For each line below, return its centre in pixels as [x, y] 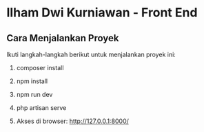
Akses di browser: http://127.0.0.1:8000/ [72, 121]
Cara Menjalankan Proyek [63, 38]
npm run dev [34, 95]
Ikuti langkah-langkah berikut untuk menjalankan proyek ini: [91, 54]
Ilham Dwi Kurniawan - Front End [102, 13]
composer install [40, 68]
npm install [32, 81]
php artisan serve [41, 108]
